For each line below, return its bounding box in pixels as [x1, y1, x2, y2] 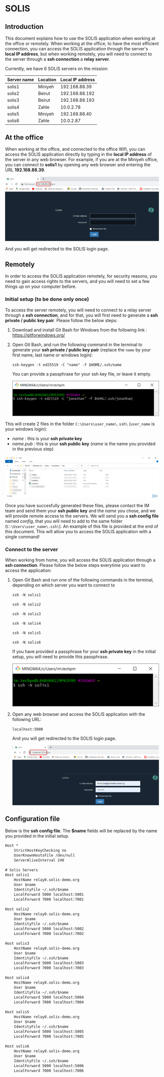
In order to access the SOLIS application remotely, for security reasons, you [5, 273, 158, 279]
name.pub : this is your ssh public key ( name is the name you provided [12, 441, 156, 447]
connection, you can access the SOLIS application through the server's [5, 46, 148, 51]
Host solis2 [5, 907, 29, 912]
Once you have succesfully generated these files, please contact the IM [5, 502, 150, 508]
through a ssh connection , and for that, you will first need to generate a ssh [5, 312, 158, 318]
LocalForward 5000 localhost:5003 [14, 960, 84, 965]
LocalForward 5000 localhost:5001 [14, 892, 84, 897]
